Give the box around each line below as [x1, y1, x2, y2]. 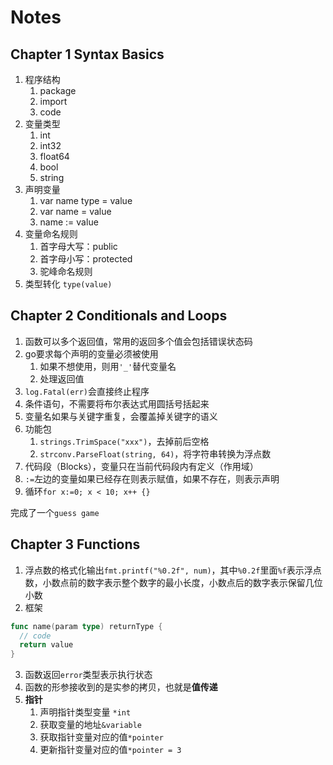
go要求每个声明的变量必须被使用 [24, 347, 159, 360]
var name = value [39, 206, 112, 217]
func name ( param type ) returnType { [10, 621, 163, 631]
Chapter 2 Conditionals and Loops [10, 307, 228, 325]
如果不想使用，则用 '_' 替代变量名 [39, 360, 177, 372]
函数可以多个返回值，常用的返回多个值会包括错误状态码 [24, 335, 253, 347]
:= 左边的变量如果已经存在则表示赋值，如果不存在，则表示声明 [24, 472, 280, 485]
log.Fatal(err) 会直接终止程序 [24, 385, 150, 397]
